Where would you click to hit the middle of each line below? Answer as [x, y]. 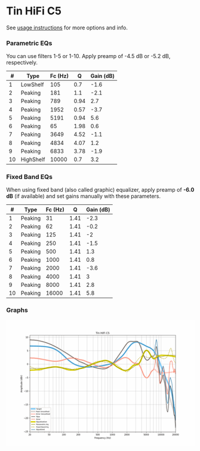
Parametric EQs [29, 43]
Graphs [17, 310]
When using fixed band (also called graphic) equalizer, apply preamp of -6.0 [100, 190]
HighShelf [33, 159]
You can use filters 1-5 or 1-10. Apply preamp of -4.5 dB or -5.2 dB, [88, 56]
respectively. [22, 63]
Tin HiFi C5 [34, 11]
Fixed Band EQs [29, 177]
